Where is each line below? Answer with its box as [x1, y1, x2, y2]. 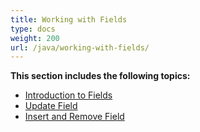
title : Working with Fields [10, 14, 128, 25]
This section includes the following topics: [10, 70, 191, 82]
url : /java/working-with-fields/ [10, 42, 150, 53]
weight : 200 [10, 33, 60, 43]
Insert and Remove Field [24, 111, 125, 123]
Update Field [24, 100, 78, 112]
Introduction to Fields [24, 89, 113, 101]
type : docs [10, 24, 56, 34]
